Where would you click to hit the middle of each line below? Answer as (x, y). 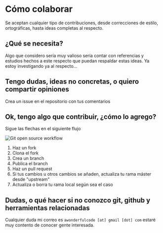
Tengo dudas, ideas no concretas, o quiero (72, 82)
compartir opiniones (37, 89)
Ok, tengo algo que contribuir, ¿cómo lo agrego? (81, 116)
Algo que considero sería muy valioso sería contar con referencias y (75, 55)
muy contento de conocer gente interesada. (50, 225)
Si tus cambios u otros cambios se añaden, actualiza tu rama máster (82, 174)
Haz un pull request (32, 169)
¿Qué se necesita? (34, 44)
